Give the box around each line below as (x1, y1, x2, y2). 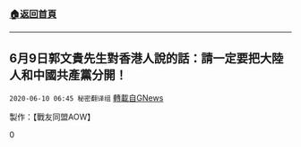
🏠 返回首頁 (9, 7, 57, 20)
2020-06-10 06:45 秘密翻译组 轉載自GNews (9, 93, 164, 103)
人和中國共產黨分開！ (9, 67, 127, 82)
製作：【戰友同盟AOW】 (9, 111, 96, 122)
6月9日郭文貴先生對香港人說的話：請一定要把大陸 (9, 51, 284, 66)
